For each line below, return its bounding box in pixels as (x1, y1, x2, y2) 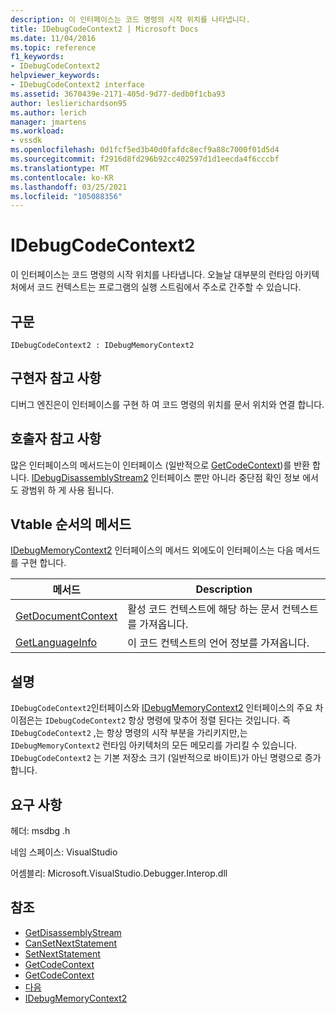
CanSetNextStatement (24, 937, 118, 949)
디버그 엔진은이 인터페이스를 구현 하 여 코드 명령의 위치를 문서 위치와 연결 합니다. (10, 398, 325, 410)
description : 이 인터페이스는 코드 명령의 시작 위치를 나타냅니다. (10, 14, 251, 25)
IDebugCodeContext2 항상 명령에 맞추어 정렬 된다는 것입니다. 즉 (44, 714, 291, 726)
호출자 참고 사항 (10, 431, 102, 448)
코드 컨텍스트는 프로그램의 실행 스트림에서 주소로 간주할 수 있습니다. (36, 281, 302, 293)
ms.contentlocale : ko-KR (10, 172, 114, 183)
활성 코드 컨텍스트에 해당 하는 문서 (127, 602, 280, 616)
